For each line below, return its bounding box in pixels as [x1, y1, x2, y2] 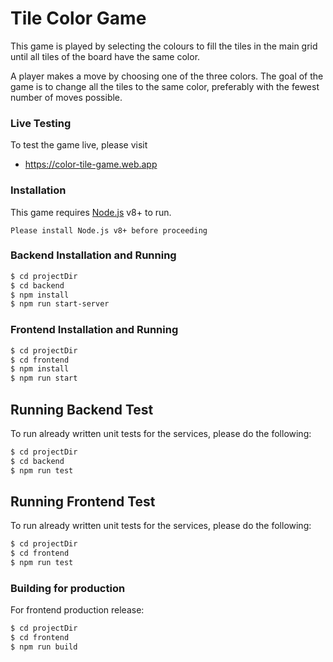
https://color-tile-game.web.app [24, 158, 158, 171]
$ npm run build [10, 642, 78, 652]
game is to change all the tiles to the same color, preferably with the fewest [10, 80, 320, 92]
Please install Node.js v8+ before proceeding [10, 225, 208, 236]
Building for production [10, 581, 126, 595]
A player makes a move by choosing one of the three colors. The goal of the [10, 70, 324, 82]
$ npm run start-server [10, 299, 110, 309]
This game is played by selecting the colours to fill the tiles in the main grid [10, 40, 318, 52]
